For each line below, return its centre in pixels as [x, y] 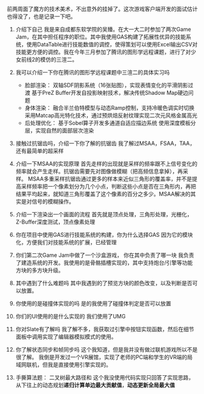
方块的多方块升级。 [40, 270]
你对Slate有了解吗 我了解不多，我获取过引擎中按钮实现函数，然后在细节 [105, 329]
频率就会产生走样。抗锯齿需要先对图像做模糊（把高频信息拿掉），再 [99, 171]
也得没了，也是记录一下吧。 [41, 16]
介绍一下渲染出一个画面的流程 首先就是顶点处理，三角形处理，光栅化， [104, 214]
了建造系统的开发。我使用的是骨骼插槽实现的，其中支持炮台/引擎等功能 [104, 263]
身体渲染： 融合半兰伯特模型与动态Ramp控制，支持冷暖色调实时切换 [110, 108]
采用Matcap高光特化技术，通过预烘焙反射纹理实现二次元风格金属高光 [111, 115]
